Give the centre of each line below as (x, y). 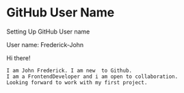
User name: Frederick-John (45, 44)
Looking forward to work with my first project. (77, 82)
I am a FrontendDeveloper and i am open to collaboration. (92, 77)
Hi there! (18, 58)
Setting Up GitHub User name (48, 31)
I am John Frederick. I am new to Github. (69, 70)
